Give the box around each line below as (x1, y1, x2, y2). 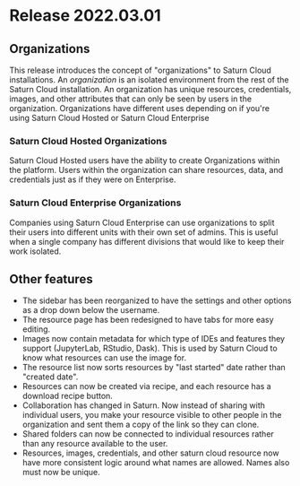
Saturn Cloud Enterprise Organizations (9, 196, 182, 209)
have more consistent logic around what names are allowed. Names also (21, 457, 290, 468)
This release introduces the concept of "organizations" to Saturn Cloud (9, 65, 271, 75)
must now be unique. (21, 467, 100, 478)
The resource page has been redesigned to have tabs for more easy (21, 315, 275, 325)
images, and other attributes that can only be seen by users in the (9, 93, 253, 104)
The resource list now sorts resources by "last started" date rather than (21, 362, 287, 373)
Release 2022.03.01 (9, 5, 161, 26)
